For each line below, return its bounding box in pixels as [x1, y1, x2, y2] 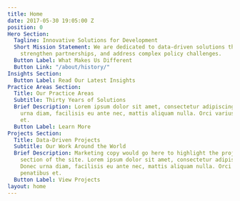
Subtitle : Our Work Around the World [14, 143, 126, 150]
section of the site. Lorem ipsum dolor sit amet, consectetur [20, 156, 213, 164]
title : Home [7, 10, 43, 18]
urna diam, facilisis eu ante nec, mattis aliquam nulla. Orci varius [20, 110, 235, 117]
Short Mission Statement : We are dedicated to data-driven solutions [14, 43, 225, 51]
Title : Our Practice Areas [14, 90, 94, 97]
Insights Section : [7, 70, 62, 77]
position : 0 [7, 24, 43, 31]
